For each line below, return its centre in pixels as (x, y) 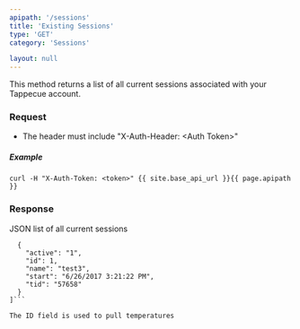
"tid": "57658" (54, 284)
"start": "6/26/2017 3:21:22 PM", (90, 276)
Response (31, 209)
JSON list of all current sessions (69, 229)
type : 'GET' (31, 34)
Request (28, 117)
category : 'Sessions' (50, 43)
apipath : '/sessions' (50, 17)
